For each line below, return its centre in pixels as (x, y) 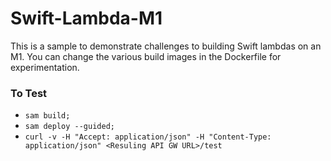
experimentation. (45, 67)
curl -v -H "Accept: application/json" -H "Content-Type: (148, 137)
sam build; (47, 116)
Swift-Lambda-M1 (86, 18)
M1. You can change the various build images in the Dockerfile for (146, 56)
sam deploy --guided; (69, 127)
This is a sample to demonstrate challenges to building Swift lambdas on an (166, 46)
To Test (29, 93)
